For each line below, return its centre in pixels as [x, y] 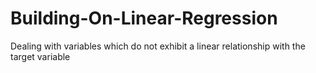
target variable [40, 56]
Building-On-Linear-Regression [144, 18]
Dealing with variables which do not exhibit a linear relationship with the [158, 46]
